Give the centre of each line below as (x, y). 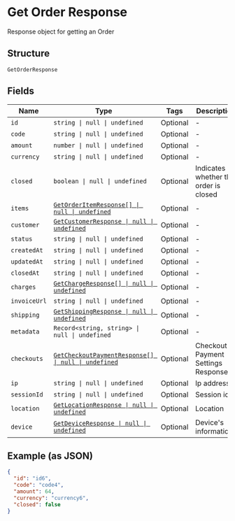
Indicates (211, 168)
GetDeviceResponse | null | (100, 423)
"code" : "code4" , (39, 485)
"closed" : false (37, 504)
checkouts (27, 358)
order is (208, 185)
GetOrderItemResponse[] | (97, 205)
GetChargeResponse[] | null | (104, 283)
